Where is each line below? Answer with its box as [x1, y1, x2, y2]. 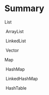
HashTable [5, 85, 27, 91]
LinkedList [5, 38, 26, 44]
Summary [4, 3, 44, 14]
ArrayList [5, 28, 24, 34]
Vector [5, 47, 19, 53]
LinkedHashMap [5, 76, 38, 81]
